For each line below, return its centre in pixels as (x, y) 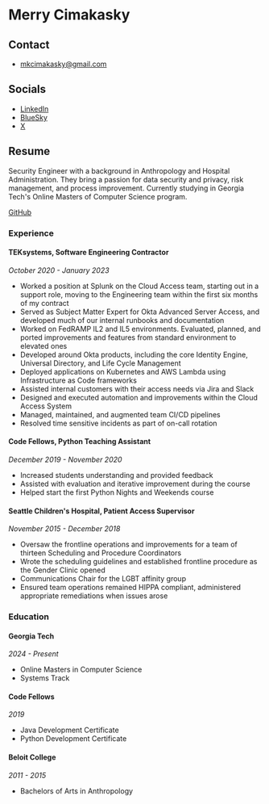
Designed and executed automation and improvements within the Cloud (139, 397)
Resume (29, 151)
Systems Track (45, 678)
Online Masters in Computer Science (81, 670)
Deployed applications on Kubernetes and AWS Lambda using (123, 371)
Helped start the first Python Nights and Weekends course (117, 492)
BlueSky (34, 117)
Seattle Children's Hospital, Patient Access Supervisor (101, 511)
